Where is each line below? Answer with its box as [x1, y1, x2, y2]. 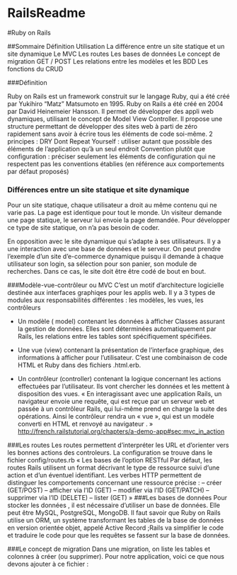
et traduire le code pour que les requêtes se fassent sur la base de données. [7, 531, 230, 540]
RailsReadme [7, 5, 86, 21]
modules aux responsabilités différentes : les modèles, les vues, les [7, 296, 204, 305]
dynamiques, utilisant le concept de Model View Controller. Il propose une [7, 115, 223, 123]
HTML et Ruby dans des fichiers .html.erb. [17, 361, 141, 369]
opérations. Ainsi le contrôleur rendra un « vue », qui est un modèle [17, 412, 214, 421]
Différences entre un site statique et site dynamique [7, 185, 190, 194]
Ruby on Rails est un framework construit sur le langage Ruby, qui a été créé [7, 92, 230, 100]
